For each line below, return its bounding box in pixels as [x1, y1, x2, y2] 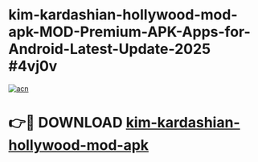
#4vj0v [8, 57, 58, 76]
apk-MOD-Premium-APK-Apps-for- [8, 23, 251, 41]
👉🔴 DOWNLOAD [8, 114, 123, 132]
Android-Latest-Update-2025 [8, 40, 211, 58]
